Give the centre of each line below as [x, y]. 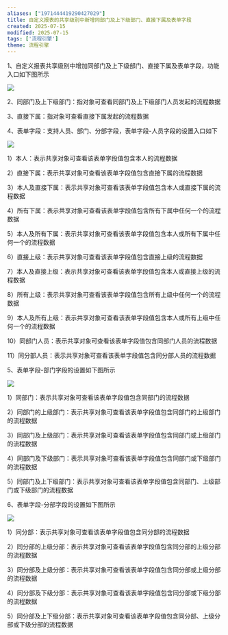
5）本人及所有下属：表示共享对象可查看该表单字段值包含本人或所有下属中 [111, 233]
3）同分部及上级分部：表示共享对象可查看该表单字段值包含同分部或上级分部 [114, 570]
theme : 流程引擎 [28, 45]
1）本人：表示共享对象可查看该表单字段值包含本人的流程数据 [92, 158]
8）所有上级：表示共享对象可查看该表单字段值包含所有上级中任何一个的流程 [114, 295]
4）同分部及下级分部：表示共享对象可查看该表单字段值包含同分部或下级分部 [114, 593]
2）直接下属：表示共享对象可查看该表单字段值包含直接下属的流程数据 [105, 173]
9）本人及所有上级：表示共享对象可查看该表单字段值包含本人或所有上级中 [111, 317]
